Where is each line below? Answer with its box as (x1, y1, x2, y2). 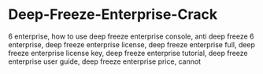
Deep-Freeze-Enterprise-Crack (8, 6, 218, 24)
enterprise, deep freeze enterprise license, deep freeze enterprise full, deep (8, 39, 256, 49)
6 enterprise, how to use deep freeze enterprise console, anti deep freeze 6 (8, 31, 254, 41)
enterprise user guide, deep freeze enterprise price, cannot (8, 57, 202, 66)
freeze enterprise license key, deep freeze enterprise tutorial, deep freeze (8, 48, 248, 57)
